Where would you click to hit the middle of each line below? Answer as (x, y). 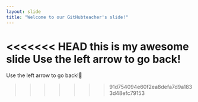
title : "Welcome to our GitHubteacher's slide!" (67, 17)
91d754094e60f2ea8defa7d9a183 (151, 87)
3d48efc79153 (127, 93)
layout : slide (24, 12)
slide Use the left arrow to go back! (93, 59)
